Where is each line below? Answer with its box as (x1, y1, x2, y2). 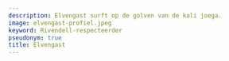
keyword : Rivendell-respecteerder (8, 26, 123, 34)
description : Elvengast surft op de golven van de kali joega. (8, 11, 223, 20)
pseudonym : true (8, 33, 62, 42)
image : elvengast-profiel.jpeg (8, 19, 112, 27)
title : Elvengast (8, 41, 66, 49)
